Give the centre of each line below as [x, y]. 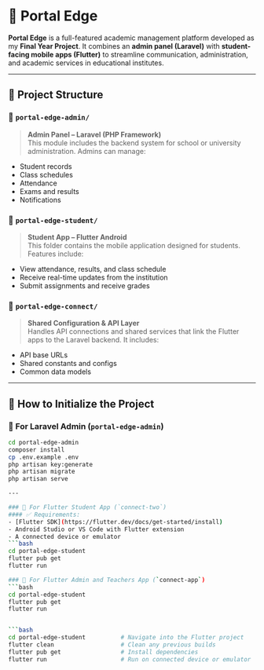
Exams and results [49, 191]
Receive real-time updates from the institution [93, 277]
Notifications [40, 200]
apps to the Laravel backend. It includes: [93, 340]
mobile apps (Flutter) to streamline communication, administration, [140, 54]
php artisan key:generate [50, 464]
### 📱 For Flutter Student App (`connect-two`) [88, 507]
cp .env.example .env [44, 457]
